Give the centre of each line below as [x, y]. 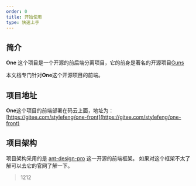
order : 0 [17, 11]
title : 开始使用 [24, 17]
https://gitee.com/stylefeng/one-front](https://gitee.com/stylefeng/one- [94, 117]
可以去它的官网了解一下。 [42, 166]
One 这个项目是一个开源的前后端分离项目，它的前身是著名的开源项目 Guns [95, 63]
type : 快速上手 [23, 22]
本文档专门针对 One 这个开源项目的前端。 [55, 75]
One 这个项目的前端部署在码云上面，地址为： [60, 111]
